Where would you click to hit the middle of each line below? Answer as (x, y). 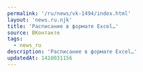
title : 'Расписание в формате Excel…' (63, 26)
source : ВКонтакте (34, 33)
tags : (15, 39)
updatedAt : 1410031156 (40, 58)
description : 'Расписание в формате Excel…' (72, 52)
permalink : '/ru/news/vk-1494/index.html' (69, 13)
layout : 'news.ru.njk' (40, 20)
